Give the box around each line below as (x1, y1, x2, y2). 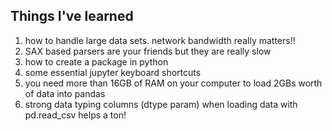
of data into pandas (24, 87, 106, 99)
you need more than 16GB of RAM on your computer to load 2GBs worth (24, 77, 323, 89)
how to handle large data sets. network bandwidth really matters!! (24, 34, 296, 46)
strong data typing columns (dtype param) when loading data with (24, 98, 298, 110)
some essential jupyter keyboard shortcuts (24, 66, 202, 78)
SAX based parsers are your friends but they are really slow (24, 45, 272, 57)
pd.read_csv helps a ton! (24, 109, 127, 121)
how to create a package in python (24, 55, 169, 68)
